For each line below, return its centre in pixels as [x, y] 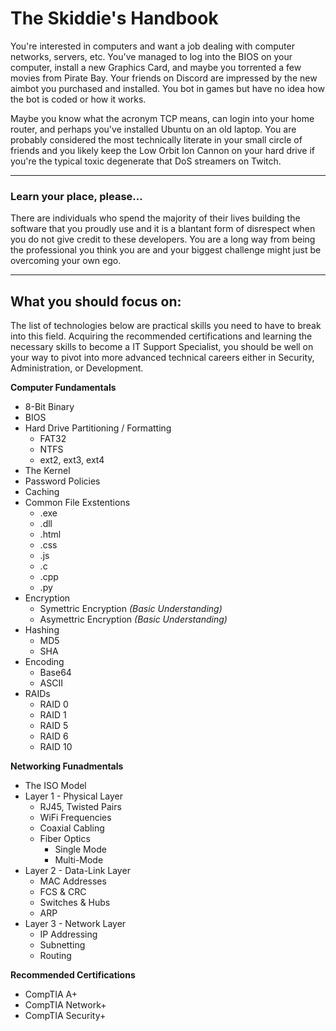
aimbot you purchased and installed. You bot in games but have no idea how [167, 88]
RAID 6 [54, 736]
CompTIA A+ [51, 994]
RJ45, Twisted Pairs [80, 807]
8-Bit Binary [49, 407]
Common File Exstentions [77, 503]
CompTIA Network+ [65, 1005]
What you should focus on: [96, 301]
